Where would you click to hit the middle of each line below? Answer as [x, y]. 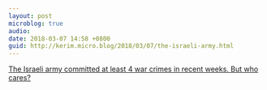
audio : [19, 31]
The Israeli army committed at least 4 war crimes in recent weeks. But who [133, 69]
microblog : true [36, 24]
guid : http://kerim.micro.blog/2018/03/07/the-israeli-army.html [121, 46]
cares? [19, 78]
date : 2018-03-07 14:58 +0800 [60, 39]
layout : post [30, 16]
